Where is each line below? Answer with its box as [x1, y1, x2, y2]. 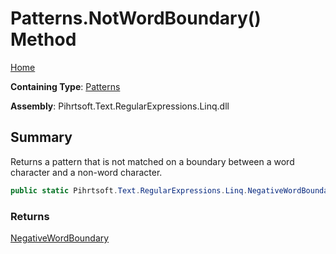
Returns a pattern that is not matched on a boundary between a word [10, 155, 295, 167]
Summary [10, 129, 73, 146]
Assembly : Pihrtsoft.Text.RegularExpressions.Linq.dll [10, 100, 230, 112]
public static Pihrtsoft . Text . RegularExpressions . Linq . [10, 185, 248, 196]
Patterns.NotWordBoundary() [10, 7, 262, 30]
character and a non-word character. [10, 166, 163, 178]
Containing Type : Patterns [10, 80, 121, 92]
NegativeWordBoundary [10, 232, 110, 244]
